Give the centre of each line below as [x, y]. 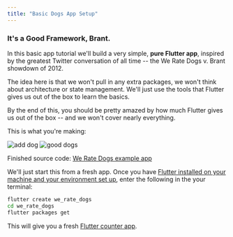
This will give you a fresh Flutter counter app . [72, 226]
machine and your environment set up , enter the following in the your [106, 179]
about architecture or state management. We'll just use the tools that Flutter [116, 89]
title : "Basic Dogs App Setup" [53, 14]
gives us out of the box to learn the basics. [69, 96]
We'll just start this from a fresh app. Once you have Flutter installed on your [116, 171]
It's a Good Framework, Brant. [59, 38]
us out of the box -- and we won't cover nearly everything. [91, 117]
